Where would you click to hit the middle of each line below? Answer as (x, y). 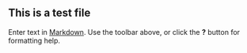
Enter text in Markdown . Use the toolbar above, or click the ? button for (124, 32)
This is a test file (49, 13)
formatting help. (34, 40)
